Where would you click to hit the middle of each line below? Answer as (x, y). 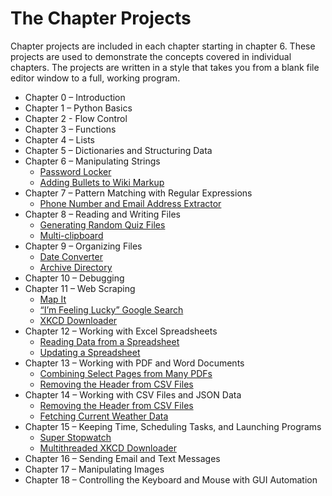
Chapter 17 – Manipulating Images (94, 469)
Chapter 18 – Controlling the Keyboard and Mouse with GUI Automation (171, 479)
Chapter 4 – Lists (59, 139)
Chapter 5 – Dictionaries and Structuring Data (118, 150)
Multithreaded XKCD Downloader (108, 448)
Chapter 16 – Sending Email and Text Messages (122, 458)
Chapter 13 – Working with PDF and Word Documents (134, 363)
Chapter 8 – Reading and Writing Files (102, 214)
